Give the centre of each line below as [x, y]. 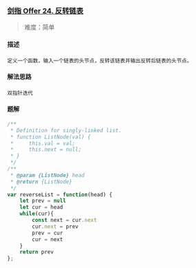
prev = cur [48, 233]
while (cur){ [37, 214]
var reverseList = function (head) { [60, 194]
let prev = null [43, 201]
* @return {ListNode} [41, 182]
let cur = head [41, 207]
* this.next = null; [46, 150]
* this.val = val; [43, 143]
